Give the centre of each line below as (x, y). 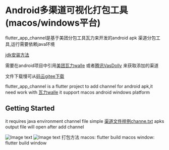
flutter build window (26, 143)
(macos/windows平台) (53, 23)
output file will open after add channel (45, 127)
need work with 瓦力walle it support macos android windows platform (78, 92)
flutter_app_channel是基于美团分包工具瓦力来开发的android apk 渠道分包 (81, 38)
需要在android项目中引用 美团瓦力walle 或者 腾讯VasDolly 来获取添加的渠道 (82, 65)
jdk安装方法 (17, 55)
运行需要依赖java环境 (33, 44)
